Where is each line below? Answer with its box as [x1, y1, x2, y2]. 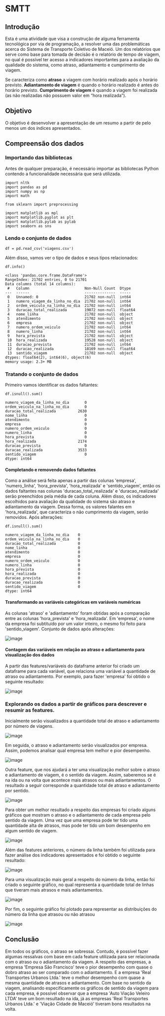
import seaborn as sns [5, 223, 52, 229]
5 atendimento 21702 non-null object [7, 316, 133, 321]
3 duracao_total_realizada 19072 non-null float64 [7, 307, 135, 313]
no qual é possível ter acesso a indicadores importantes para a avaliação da [5, 57, 159, 62]
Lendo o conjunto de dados [5, 235, 71, 242]
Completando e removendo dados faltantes [5, 467, 96, 472]
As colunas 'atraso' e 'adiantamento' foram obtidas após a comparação [5, 610, 150, 616]
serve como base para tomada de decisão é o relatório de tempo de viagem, [5, 51, 161, 57]
